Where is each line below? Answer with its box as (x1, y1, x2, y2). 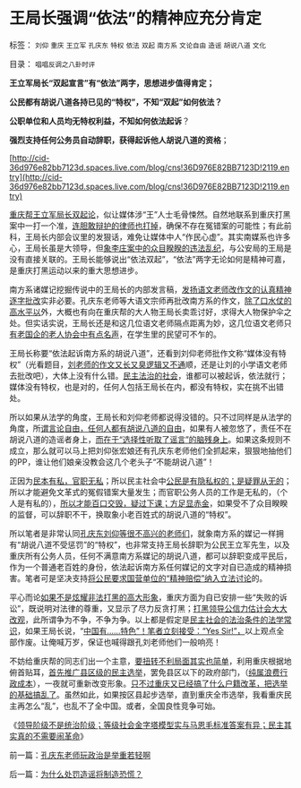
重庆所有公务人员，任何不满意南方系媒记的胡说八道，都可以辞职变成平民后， (9, 550, 292, 561)
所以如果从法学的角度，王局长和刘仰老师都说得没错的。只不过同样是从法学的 (9, 411, 292, 422)
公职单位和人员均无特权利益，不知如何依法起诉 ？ (9, 116, 190, 126)
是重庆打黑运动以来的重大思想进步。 (9, 265, 143, 276)
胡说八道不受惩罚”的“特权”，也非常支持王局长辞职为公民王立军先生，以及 (21, 539, 290, 550)
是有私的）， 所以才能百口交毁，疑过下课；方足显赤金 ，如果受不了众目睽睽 (16, 498, 288, 509)
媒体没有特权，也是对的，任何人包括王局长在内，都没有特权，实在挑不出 (9, 381, 276, 392)
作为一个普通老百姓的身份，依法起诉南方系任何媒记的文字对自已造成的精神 (9, 561, 284, 572)
